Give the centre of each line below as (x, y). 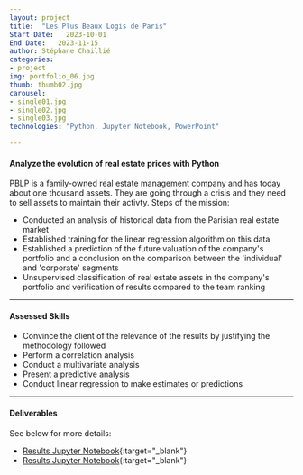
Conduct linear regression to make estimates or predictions (133, 384)
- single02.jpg (38, 110)
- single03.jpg (38, 118)
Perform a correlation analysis (78, 355)
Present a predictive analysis (76, 374)
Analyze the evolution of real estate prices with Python (115, 163)
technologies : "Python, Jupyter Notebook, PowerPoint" (115, 127)
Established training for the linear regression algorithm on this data (146, 239)
